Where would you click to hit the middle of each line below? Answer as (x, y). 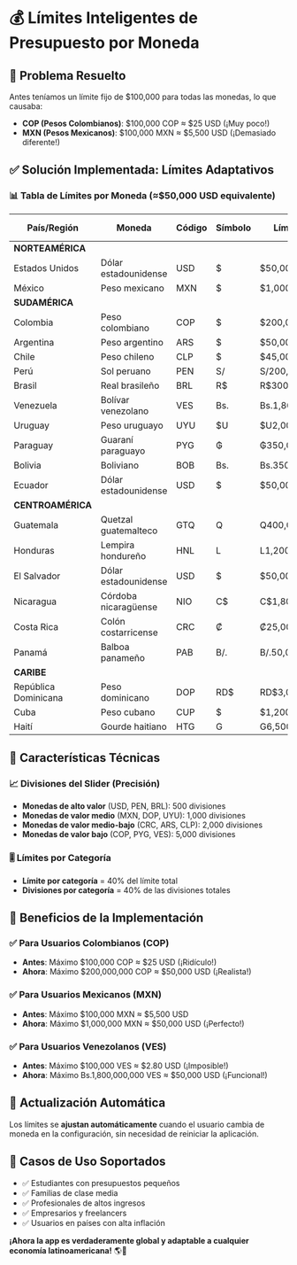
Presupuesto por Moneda (105, 43)
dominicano (125, 697)
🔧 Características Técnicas (85, 758)
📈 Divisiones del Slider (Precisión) (85, 784)
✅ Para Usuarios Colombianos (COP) (89, 943)
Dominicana (38, 697)
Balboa (115, 647)
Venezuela (35, 405)
